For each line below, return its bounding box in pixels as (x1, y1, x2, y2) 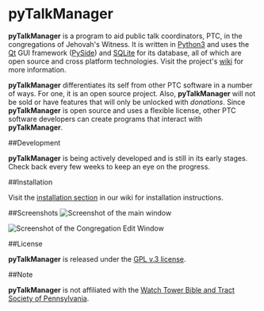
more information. (8, 64, 67, 74)
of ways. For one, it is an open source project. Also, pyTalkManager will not (8, 88, 256, 98)
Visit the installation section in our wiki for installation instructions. (8, 192, 224, 202)
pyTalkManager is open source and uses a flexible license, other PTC (8, 105, 236, 115)
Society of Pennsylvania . (8, 294, 90, 303)
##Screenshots (8, 208, 59, 217)
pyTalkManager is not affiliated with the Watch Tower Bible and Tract (8, 285, 235, 294)
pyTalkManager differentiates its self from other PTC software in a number (8, 80, 253, 90)
